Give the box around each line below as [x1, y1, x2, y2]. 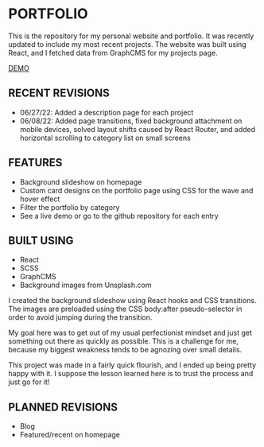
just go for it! [8, 377, 50, 387]
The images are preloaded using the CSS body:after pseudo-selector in [8, 304, 243, 314]
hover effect [19, 194, 60, 204]
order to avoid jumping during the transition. [8, 313, 153, 322]
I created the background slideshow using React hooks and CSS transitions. [8, 296, 257, 305]
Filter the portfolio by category [19, 202, 120, 212]
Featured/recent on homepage [19, 430, 121, 440]
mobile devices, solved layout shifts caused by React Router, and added [19, 124, 256, 134]
